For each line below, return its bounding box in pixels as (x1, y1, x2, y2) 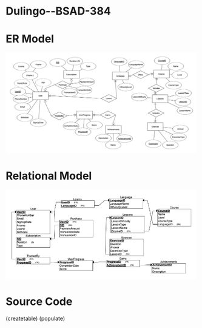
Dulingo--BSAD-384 (5, 4, 112, 18)
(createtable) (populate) (5, 315, 66, 323)
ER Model (5, 32, 55, 46)
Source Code (5, 295, 73, 309)
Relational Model (5, 169, 92, 183)
